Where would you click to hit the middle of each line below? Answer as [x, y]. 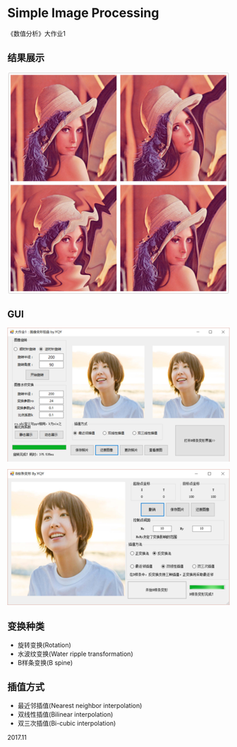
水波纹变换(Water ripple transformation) [75, 654]
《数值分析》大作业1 [36, 33]
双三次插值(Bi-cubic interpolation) [67, 723]
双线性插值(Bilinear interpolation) [65, 714]
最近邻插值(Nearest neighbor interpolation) [80, 705]
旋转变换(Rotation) [44, 644]
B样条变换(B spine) [45, 662]
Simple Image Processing [83, 13]
